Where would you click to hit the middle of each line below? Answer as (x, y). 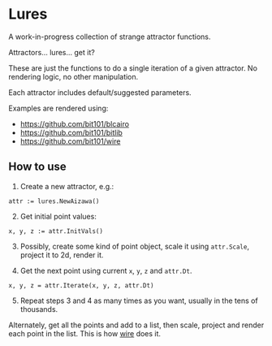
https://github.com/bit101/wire (70, 141)
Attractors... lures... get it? (52, 52)
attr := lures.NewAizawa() (54, 201)
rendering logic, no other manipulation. (73, 76)
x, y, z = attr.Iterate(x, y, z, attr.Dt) (81, 285)
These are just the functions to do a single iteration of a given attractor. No (133, 68)
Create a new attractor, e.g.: (67, 186)
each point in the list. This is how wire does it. (84, 333)
